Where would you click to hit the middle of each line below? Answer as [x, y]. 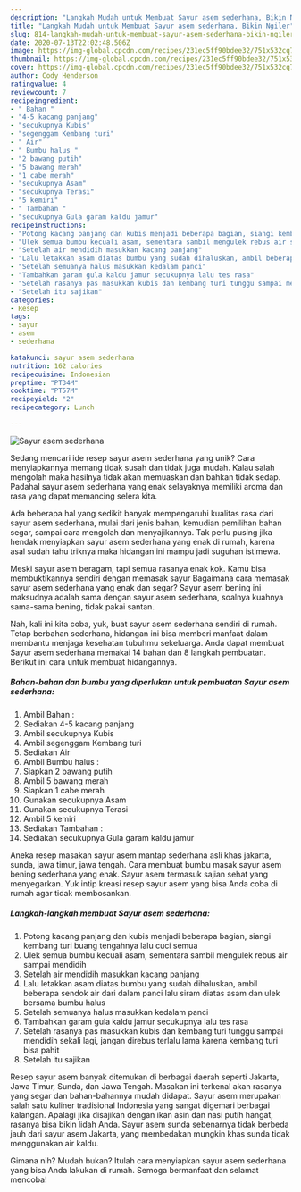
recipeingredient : [44, 101]
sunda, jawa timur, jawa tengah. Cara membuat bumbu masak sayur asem [146, 864]
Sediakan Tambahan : [63, 828]
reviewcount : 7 [38, 92]
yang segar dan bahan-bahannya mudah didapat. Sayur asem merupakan [146, 1095]
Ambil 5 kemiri [50, 818]
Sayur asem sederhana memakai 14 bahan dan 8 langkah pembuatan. [138, 652]
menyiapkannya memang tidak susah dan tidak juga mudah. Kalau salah [142, 467]
